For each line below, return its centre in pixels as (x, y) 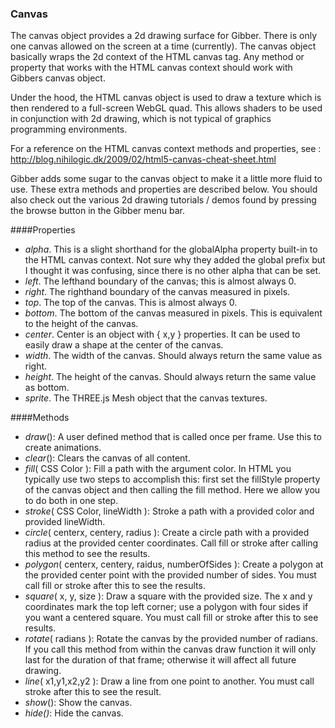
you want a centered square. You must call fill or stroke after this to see (171, 618)
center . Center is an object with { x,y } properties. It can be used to (162, 334)
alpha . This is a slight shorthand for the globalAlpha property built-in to (171, 249)
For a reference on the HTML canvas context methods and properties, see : (166, 149)
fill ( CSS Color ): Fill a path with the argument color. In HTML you (158, 469)
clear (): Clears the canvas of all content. (107, 458)
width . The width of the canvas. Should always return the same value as (173, 356)
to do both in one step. (71, 501)
